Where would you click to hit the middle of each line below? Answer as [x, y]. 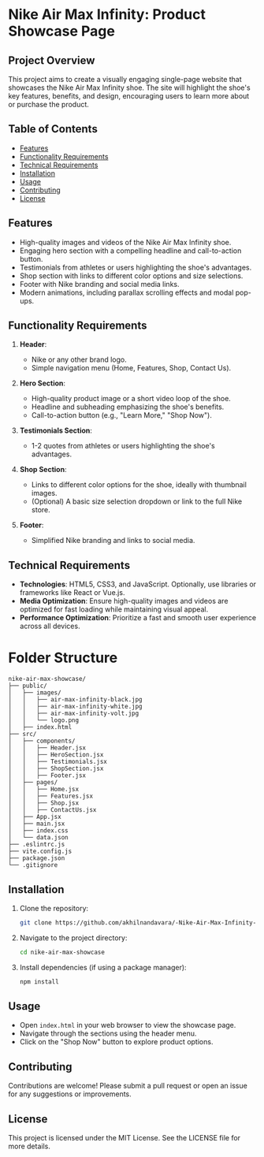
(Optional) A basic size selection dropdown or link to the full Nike [137, 501]
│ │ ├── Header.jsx [47, 748]
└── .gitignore [33, 865]
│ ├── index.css [38, 831]
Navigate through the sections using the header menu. [108, 1033]
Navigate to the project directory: [73, 938]
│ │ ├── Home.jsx [44, 790]
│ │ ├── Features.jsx [50, 796]
